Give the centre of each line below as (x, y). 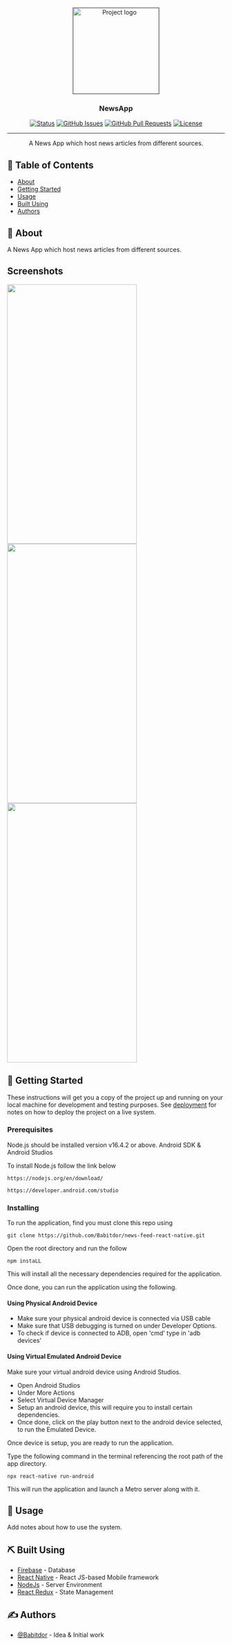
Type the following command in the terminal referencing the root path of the (115, 1456)
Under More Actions (46, 1393)
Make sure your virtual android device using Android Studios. (94, 1372)
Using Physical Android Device (52, 1303)
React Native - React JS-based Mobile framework (88, 1577)
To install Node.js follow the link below (61, 1166)
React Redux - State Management (65, 1592)
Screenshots (35, 272)
